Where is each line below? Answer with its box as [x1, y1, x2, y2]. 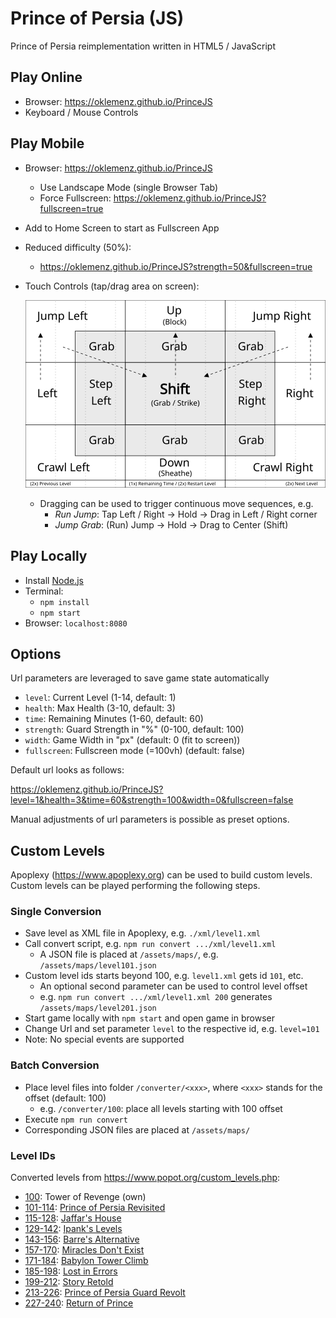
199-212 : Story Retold [24, 1276, 114, 1288]
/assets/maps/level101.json [39, 961, 157, 971]
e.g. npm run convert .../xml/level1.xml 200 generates [39, 991, 273, 1003]
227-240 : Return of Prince [24, 1297, 134, 1309]
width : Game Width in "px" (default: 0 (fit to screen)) [24, 734, 241, 746]
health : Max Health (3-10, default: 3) [24, 702, 176, 714]
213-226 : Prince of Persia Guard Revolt [24, 1287, 186, 1299]
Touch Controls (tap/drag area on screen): [24, 280, 200, 292]
